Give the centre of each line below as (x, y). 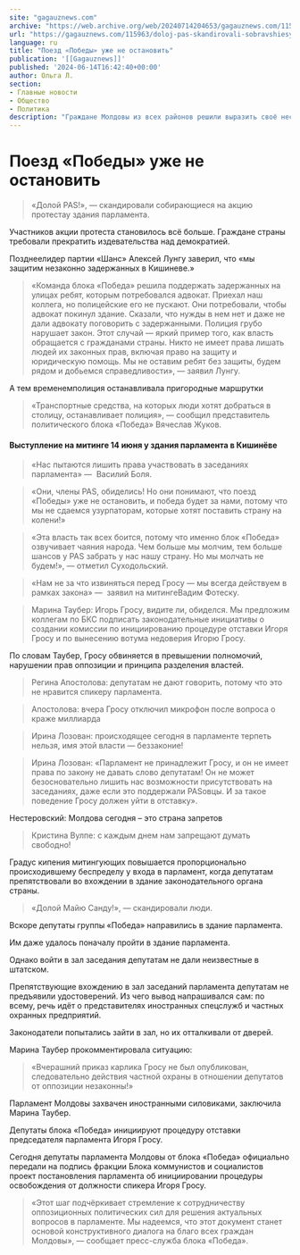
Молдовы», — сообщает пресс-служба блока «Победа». (140, 1241)
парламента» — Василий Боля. (92, 474)
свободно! (51, 845)
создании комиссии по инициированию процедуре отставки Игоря (159, 629)
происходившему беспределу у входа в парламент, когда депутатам (142, 872)
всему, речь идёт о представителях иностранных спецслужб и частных (146, 1006)
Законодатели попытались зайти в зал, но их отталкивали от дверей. (142, 1033)
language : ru (33, 42)
